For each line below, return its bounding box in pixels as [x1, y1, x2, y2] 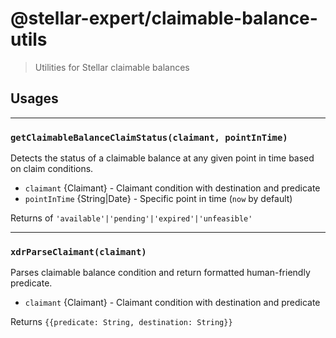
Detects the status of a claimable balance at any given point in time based [10, 152, 315, 164]
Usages [10, 90, 59, 107]
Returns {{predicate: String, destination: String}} [10, 316, 233, 328]
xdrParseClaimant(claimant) [10, 246, 147, 257]
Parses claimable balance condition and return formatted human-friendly [10, 267, 311, 279]
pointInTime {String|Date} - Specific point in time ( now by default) [24, 193, 293, 205]
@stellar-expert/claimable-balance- [10, 7, 318, 30]
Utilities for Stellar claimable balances [34, 61, 190, 73]
